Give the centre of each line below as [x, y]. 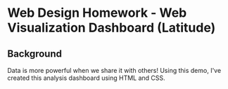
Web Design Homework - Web [97, 13]
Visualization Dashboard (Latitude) [112, 28]
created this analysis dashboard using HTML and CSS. [86, 78]
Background [34, 54]
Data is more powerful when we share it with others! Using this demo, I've [114, 70]
